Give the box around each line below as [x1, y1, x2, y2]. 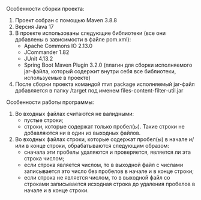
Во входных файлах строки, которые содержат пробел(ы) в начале [14, 136, 188, 143]
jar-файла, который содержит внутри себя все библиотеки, [23, 68, 176, 74]
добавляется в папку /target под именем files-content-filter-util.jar [14, 87, 184, 94]
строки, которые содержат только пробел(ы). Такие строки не [23, 123, 185, 130]
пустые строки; [23, 117, 64, 124]
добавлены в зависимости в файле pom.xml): [14, 36, 131, 43]
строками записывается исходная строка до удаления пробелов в [23, 180, 196, 187]
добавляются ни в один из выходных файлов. [23, 129, 141, 136]
